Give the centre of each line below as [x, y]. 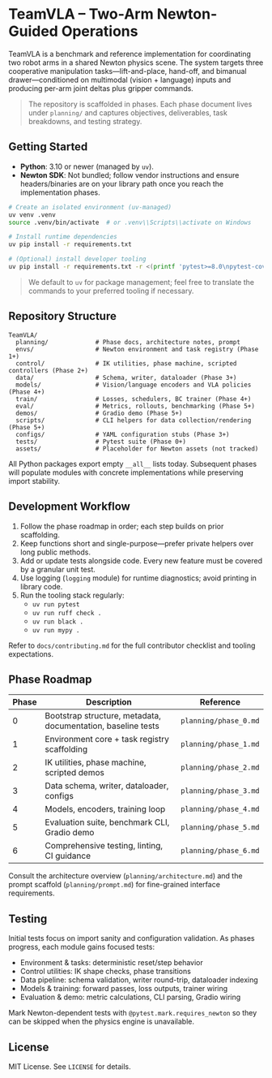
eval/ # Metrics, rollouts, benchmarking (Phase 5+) [135, 406]
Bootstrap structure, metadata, [103, 716]
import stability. [34, 481]
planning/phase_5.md [220, 828]
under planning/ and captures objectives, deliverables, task [128, 112]
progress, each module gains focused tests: [82, 947]
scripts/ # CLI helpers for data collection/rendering [134, 420]
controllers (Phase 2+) [49, 370]
